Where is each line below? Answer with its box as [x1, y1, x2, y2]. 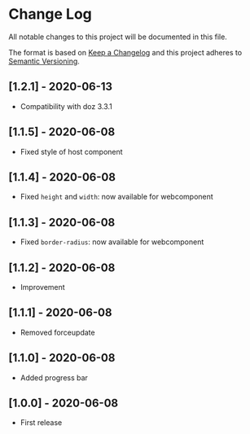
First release [20, 418, 63, 427]
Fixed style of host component [20, 147, 124, 156]
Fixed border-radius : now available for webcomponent [20, 237, 204, 247]
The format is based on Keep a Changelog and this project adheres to [8, 47, 243, 57]
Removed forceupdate [20, 327, 95, 337]
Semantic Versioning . [8, 56, 80, 66]
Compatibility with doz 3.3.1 [20, 101, 112, 111]
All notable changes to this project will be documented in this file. [8, 32, 228, 42]
